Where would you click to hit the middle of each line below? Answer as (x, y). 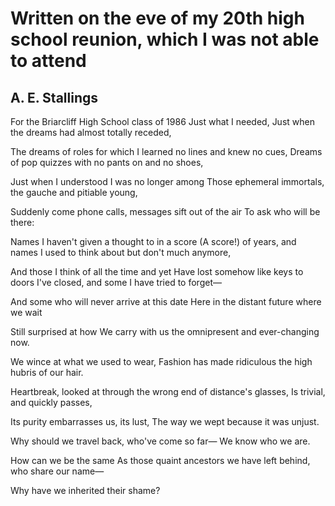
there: (22, 222)
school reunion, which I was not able (165, 39)
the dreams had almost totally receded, (91, 132)
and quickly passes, (51, 402)
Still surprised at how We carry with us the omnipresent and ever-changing (165, 331)
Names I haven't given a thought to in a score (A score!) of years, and (153, 241)
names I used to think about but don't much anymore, (121, 252)
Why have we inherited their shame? (85, 490)
